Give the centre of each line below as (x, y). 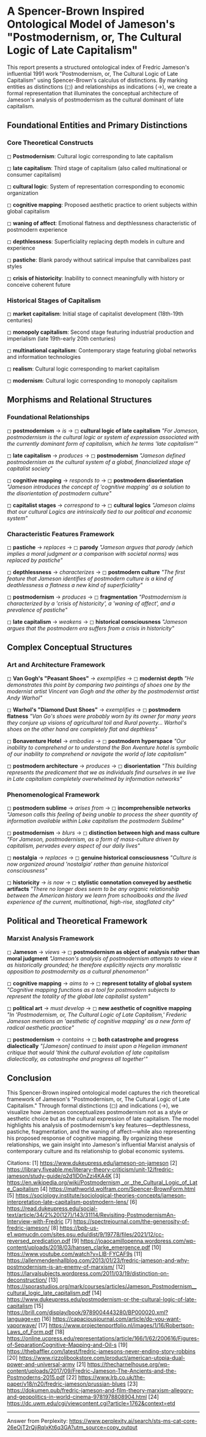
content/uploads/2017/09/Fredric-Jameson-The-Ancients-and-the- (92, 1371)
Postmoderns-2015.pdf (36, 1378)
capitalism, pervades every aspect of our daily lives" (73, 846)
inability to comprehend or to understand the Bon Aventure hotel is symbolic (103, 747)
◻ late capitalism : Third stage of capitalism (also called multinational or (97, 168)
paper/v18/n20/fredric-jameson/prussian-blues (66, 1384)
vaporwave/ (22, 1326)
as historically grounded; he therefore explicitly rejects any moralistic (94, 965)
